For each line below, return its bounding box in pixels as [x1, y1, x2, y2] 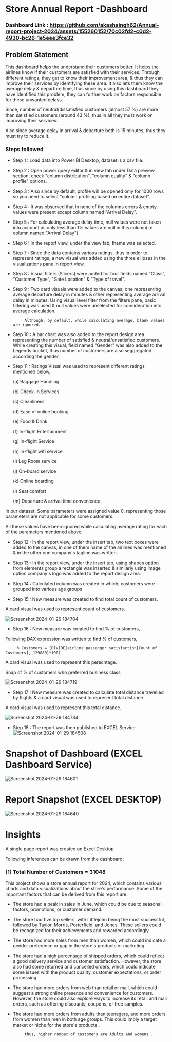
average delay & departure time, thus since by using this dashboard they [5, 85, 159, 91]
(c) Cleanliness [12, 399, 45, 405]
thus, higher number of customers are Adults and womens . [24, 1032, 154, 1037]
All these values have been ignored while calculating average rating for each [5, 524, 167, 530]
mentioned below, [12, 368, 51, 375]
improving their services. [5, 117, 58, 123]
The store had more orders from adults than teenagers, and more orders [12, 1011, 166, 1017]
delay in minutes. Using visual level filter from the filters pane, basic [12, 297, 157, 303]
